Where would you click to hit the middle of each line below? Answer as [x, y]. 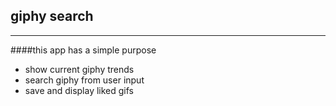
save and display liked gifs [79, 90]
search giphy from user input [84, 80]
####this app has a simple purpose [83, 50]
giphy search [52, 16]
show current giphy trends [79, 69]
